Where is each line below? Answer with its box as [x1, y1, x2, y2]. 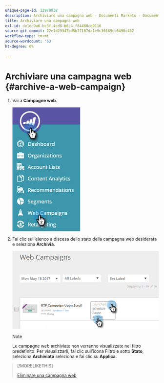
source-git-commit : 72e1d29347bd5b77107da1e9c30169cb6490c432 [5, 28, 134, 34]
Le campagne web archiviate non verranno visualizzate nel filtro [12, 343, 142, 349]
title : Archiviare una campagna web [5, 18, 80, 23]
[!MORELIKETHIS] [17, 363, 53, 369]
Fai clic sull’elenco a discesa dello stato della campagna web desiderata [12, 236, 157, 242]
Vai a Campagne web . [12, 97, 58, 103]
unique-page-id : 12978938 [5, 8, 58, 13]
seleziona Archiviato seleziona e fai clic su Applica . [12, 354, 117, 360]
